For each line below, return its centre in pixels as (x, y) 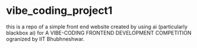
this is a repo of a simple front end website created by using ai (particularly (97, 27)
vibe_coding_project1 (59, 11)
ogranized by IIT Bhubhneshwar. (45, 39)
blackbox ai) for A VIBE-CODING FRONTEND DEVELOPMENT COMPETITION (99, 32)
